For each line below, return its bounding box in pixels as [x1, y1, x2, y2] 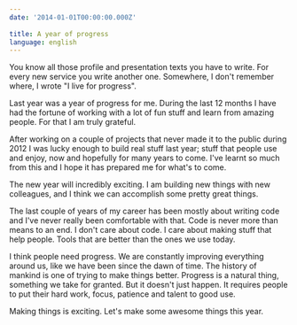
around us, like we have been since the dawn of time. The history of [9, 260, 257, 271]
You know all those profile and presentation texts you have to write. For [9, 62, 270, 73]
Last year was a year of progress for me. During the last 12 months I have [9, 98, 277, 109]
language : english [9, 37, 77, 47]
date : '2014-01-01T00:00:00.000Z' [9, 12, 137, 22]
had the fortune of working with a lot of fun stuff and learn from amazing [9, 107, 275, 118]
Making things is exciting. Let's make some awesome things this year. [9, 306, 264, 317]
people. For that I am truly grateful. [9, 117, 137, 128]
